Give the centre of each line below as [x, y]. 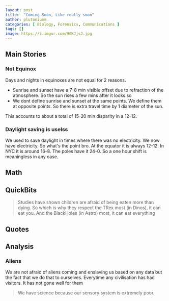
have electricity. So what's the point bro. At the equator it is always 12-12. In [85, 145]
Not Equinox [21, 69]
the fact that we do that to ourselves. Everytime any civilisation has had [80, 278]
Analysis [20, 246]
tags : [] [15, 29]
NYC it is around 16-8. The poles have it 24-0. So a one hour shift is [76, 151]
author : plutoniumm [26, 19]
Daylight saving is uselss [37, 129]
